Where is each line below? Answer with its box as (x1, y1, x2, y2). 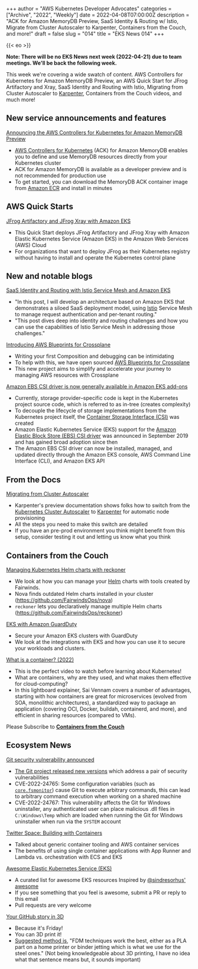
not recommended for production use (14, 172, 106, 179)
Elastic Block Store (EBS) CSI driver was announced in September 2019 (14, 432, 189, 439)
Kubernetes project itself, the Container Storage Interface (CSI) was (14, 413, 180, 421)
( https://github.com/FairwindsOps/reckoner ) (14, 609, 123, 617)
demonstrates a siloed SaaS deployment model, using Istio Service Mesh (14, 304, 193, 312)
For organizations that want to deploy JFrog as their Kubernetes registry (14, 248, 190, 255)
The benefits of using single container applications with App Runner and (14, 847, 191, 854)
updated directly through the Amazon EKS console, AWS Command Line (14, 451, 191, 458)
